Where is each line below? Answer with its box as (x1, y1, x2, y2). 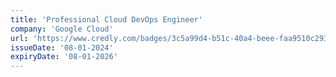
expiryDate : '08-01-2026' (10, 52, 118, 62)
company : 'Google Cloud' (10, 24, 114, 34)
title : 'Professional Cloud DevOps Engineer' (10, 14, 203, 25)
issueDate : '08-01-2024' (10, 42, 114, 53)
